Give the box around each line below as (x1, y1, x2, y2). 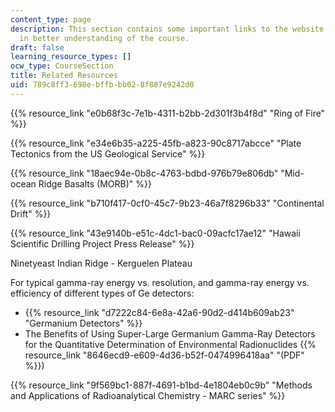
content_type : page (10, 14, 92, 25)
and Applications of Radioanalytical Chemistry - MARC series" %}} (10, 389, 286, 401)
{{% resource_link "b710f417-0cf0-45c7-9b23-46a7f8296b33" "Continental (10, 197, 325, 209)
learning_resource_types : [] (10, 52, 132, 62)
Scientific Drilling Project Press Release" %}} (10, 237, 195, 250)
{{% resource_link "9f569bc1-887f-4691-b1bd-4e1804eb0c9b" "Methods (10, 379, 313, 391)
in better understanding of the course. (19, 33, 190, 43)
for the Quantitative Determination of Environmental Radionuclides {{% (24, 338, 317, 350)
